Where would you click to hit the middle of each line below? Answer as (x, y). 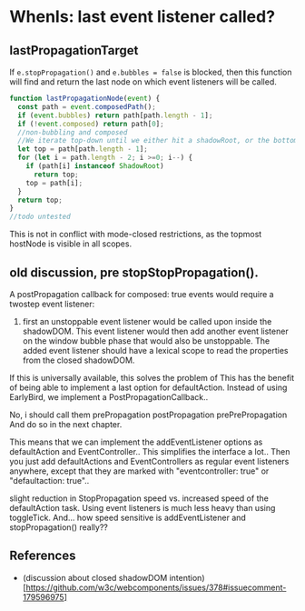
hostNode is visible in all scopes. (71, 244)
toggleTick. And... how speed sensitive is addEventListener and (128, 517)
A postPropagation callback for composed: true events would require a (142, 294)
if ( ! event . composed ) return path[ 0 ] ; (91, 124)
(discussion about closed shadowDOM (95, 577)
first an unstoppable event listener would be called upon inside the (147, 321)
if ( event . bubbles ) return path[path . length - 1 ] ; (115, 115)
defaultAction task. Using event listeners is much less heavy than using (143, 507)
